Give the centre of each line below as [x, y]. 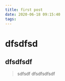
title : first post [24, 10]
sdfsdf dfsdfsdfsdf [36, 74]
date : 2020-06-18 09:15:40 [33, 14]
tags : [11, 19]
